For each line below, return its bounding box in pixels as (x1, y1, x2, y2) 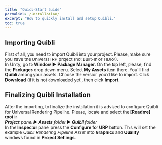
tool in (5, 114, 18, 120)
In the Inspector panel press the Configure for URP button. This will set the (5, 124, 156, 130)
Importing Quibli (5, 38, 55, 46)
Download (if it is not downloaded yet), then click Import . (5, 77, 120, 83)
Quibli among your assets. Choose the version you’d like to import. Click (5, 72, 149, 78)
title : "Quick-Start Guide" (5, 7, 62, 12)
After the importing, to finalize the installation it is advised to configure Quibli (5, 103, 158, 109)
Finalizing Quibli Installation (5, 91, 91, 99)
